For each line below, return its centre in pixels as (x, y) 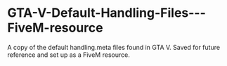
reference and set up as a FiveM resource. (69, 55)
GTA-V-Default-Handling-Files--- (106, 13)
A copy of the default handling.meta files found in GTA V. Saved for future (113, 47)
